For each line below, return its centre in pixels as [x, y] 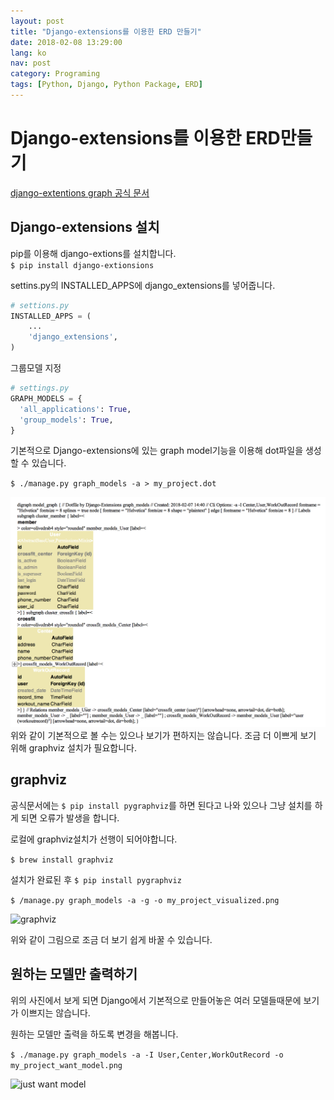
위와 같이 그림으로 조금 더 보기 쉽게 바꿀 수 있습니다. [111, 939]
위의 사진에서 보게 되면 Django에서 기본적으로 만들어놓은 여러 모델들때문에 [156, 1000]
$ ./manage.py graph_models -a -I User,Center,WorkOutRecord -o [147, 1055]
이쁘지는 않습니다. [55, 1012]
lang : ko [28, 53]
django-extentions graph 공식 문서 [80, 192]
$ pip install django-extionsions [82, 265]
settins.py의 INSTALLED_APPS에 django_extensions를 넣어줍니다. [143, 285]
